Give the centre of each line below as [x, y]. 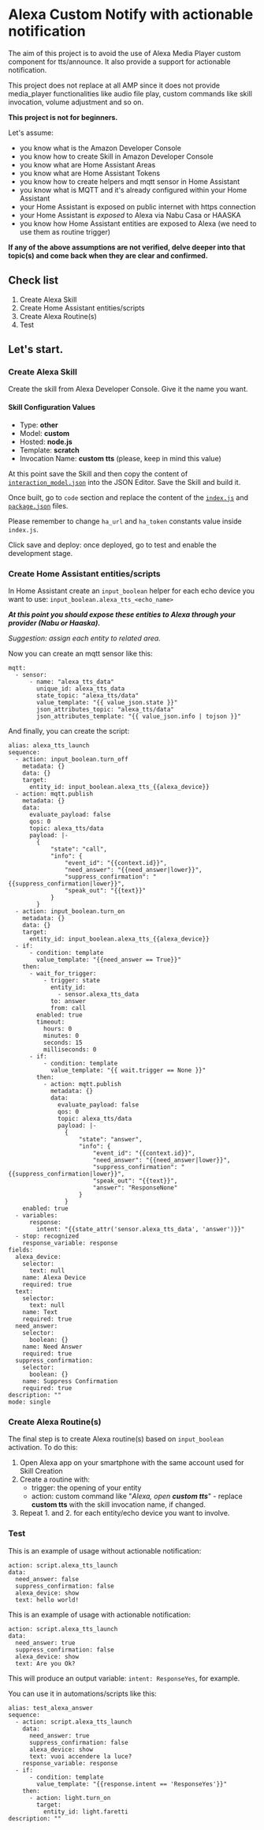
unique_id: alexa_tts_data [81, 689]
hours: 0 [58, 1028]
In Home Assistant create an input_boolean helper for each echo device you [131, 591]
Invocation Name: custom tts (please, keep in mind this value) [121, 458]
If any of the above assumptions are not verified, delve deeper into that [127, 247]
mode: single [30, 1402]
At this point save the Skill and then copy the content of [98, 473]
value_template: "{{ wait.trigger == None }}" [128, 1070]
